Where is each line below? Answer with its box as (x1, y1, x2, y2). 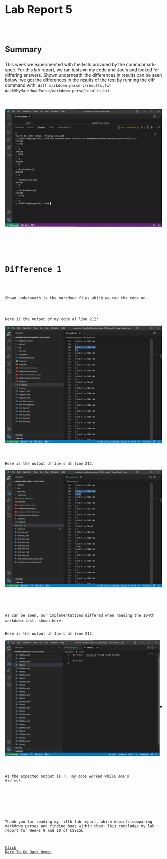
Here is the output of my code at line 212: (5, 317, 99, 322)
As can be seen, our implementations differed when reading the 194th (5, 613, 155, 618)
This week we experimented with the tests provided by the (5, 62, 125, 68)
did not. (5, 778, 23, 783)
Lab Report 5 (5, 2, 73, 16)
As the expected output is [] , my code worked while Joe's (5, 774, 129, 779)
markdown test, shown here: (5, 618, 64, 623)
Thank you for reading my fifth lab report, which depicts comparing (5, 819, 153, 824)
